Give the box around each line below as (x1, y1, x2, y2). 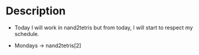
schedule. (14, 30, 40, 37)
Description (5, 4, 66, 18)
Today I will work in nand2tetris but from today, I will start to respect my (14, 24, 193, 31)
